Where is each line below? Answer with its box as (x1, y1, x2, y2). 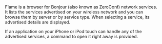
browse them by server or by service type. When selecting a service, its (5, 14, 150, 20)
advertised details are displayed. (5, 19, 71, 25)
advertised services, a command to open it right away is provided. (5, 33, 138, 39)
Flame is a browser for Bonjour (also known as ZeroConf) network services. (5, 4, 158, 10)
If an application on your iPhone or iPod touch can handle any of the (5, 29, 142, 34)
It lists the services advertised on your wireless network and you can (5, 9, 143, 15)
